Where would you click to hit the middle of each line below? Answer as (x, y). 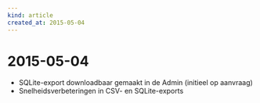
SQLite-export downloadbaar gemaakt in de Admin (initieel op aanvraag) (136, 83)
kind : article (31, 15)
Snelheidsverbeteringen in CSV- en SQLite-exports (101, 91)
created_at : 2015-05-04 (46, 23)
